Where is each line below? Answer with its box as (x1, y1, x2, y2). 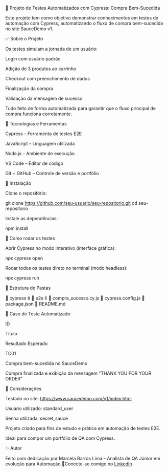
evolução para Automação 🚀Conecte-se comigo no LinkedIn (5, 461, 132, 467)
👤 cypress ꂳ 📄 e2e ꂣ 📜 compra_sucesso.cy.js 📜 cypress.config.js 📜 (5, 295, 145, 301)
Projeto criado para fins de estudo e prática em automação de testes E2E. (5, 425, 161, 431)
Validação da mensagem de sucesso (5, 95, 83, 101)
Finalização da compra (5, 85, 54, 92)
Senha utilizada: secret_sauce (5, 415, 68, 421)
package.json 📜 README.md (5, 301, 66, 307)
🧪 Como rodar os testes (5, 235, 55, 241)
